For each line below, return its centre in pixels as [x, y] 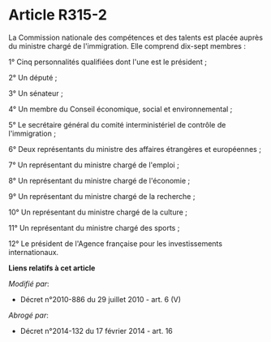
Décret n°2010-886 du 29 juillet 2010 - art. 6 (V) [100, 299]
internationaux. [34, 252]
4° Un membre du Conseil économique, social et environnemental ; [120, 109]
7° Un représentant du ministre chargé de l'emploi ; [94, 165]
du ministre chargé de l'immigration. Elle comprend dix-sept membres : [127, 45]
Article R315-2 [58, 15]
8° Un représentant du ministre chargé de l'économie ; [99, 180]
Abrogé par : [28, 315]
